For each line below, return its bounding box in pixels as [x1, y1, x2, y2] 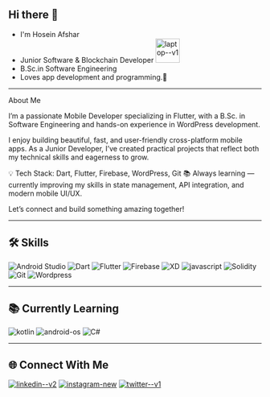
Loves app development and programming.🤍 [19, 72, 168, 81]
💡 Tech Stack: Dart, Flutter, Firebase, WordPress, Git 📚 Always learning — [8, 168, 255, 178]
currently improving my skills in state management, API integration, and [8, 180, 244, 189]
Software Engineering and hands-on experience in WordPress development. [8, 119, 261, 129]
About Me [8, 95, 42, 105]
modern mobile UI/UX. [8, 188, 83, 198]
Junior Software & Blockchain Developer [19, 55, 154, 64]
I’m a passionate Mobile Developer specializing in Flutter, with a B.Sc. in [8, 110, 246, 121]
